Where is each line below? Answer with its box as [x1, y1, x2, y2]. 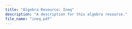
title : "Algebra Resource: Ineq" [5, 7, 74, 12]
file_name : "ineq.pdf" [5, 16, 52, 21]
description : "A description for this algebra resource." [5, 12, 128, 17]
